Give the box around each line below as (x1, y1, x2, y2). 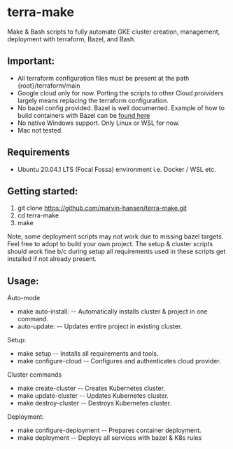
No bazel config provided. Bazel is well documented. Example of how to (17, 103, 225, 112)
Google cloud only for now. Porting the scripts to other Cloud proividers (17, 88, 224, 97)
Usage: (7, 275, 40, 287)
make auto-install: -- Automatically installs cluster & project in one (17, 307, 208, 316)
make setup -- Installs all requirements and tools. (17, 349, 159, 358)
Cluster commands (7, 370, 62, 379)
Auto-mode (7, 294, 41, 302)
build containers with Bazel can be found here (17, 111, 150, 119)
